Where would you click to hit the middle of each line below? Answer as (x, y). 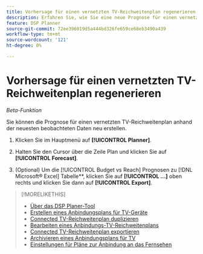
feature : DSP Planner (34, 23)
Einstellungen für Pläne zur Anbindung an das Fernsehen (101, 244)
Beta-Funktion (24, 110)
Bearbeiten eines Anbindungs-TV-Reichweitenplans (94, 225)
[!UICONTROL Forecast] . (47, 158)
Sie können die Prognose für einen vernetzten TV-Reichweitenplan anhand (99, 122)
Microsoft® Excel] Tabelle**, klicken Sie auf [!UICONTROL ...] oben (98, 176)
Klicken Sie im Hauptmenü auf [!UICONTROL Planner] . (83, 140)
